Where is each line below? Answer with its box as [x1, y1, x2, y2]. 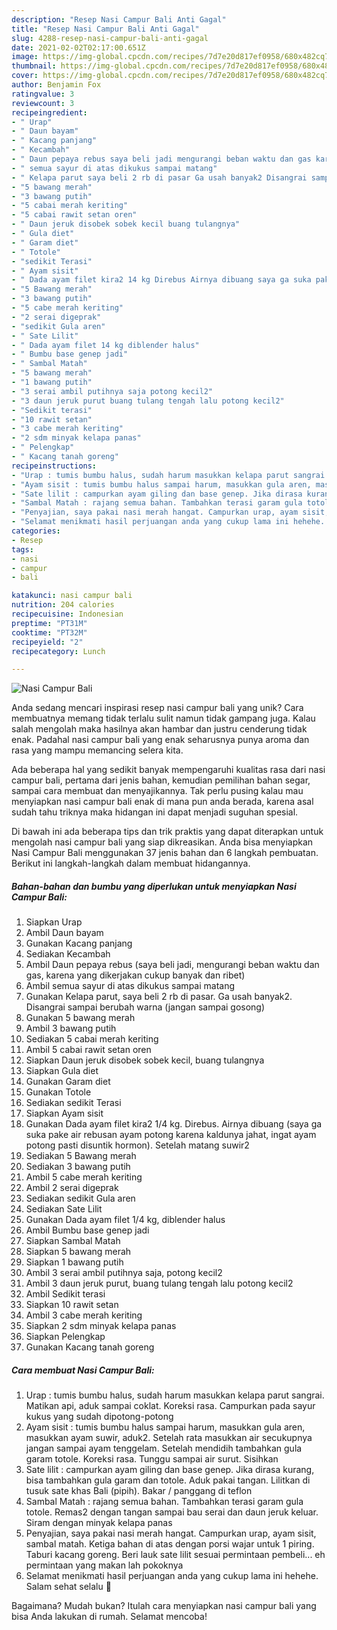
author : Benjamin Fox [11, 80, 102, 90]
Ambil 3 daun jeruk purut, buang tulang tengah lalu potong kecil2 [25, 1277, 294, 1290]
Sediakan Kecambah [25, 948, 111, 960]
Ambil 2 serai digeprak [25, 1182, 119, 1194]
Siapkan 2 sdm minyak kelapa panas [25, 1320, 177, 1332]
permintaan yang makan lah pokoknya [25, 1559, 184, 1571]
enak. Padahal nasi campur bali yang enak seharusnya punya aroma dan [11, 734, 310, 746]
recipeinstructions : [11, 461, 98, 471]
